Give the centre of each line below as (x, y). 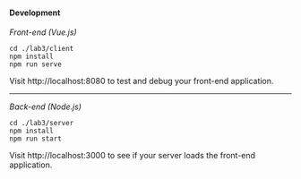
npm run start (36, 139)
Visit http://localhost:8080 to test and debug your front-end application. (142, 81)
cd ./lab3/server (42, 124)
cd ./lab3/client (42, 49)
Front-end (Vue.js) (43, 32)
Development (35, 13)
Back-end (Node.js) (46, 107)
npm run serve (36, 64)
